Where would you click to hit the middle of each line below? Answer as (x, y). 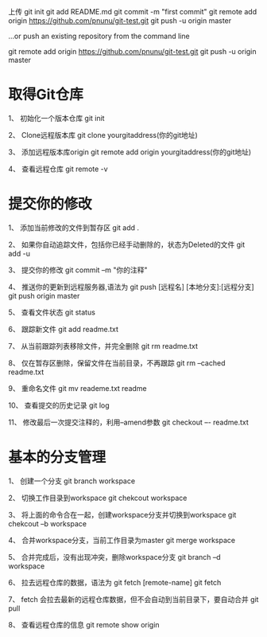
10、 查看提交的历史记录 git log (59, 405)
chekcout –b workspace (48, 523)
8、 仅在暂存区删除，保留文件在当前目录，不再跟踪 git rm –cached (117, 363)
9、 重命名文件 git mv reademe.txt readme (77, 388)
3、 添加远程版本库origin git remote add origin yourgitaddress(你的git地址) (130, 152)
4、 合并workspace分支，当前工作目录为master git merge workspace (122, 540)
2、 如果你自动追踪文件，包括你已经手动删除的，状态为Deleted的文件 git (126, 244)
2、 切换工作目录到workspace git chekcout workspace (98, 498)
